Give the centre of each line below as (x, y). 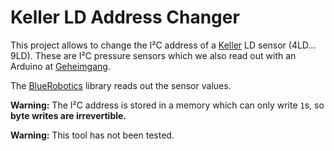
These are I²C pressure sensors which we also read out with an (165, 55)
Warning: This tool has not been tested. (92, 135)
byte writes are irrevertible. (68, 115)
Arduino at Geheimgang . (60, 66)
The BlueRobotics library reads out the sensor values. (121, 85)
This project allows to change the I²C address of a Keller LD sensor (148, 45)
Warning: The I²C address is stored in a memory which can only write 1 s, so (167, 105)
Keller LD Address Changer (125, 17)
